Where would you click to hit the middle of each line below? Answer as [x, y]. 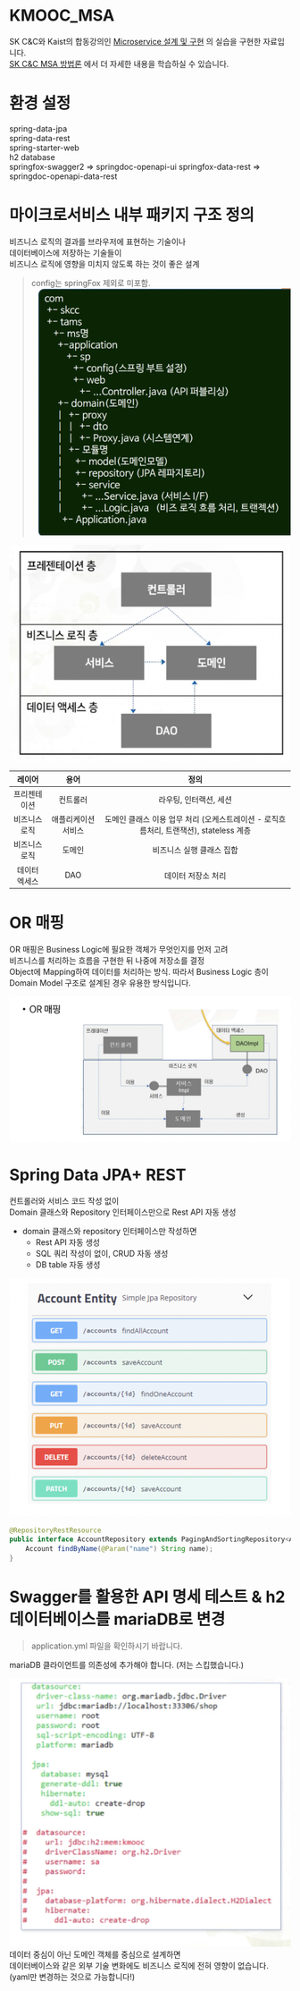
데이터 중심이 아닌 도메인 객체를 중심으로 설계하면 [95, 1954]
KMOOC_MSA [62, 16]
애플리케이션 [73, 819]
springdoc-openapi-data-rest [63, 176]
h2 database [32, 157]
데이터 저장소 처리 [195, 875]
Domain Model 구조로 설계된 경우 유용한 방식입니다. [100, 983]
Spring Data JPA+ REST [98, 1175]
